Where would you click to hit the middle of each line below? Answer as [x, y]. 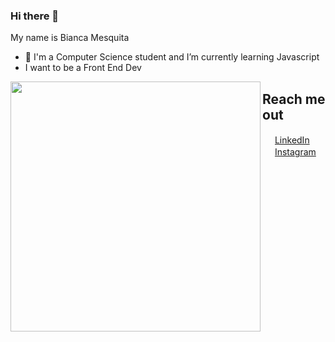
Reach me [294, 99]
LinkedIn [292, 140]
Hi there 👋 [35, 16]
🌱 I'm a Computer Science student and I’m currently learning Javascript [172, 57]
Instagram [295, 152]
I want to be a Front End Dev [83, 68]
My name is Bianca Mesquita [70, 38]
